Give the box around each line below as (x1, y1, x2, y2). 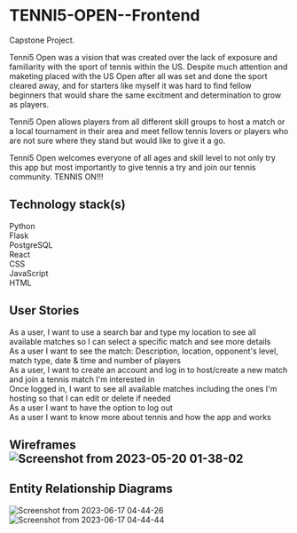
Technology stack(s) (9, 197, 126, 212)
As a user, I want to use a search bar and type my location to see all (9, 326, 257, 338)
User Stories (9, 303, 80, 318)
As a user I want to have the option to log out (9, 402, 173, 413)
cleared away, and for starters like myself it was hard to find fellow (9, 80, 252, 91)
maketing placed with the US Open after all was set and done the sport (9, 70, 268, 81)
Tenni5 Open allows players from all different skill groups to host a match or (9, 116, 285, 127)
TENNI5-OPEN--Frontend (9, 5, 200, 26)
